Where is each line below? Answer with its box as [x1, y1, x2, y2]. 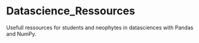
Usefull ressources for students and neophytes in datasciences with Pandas [6, 24, 194, 31]
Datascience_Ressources [6, 4, 136, 18]
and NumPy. [6, 30, 36, 37]
